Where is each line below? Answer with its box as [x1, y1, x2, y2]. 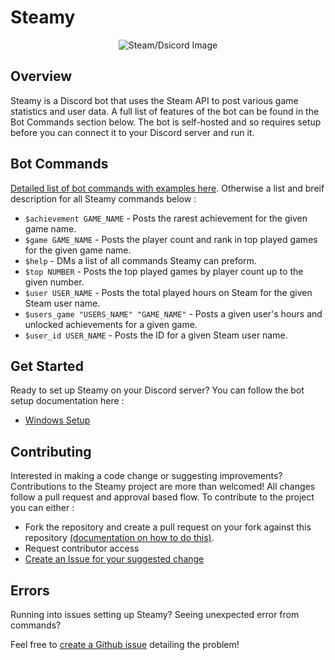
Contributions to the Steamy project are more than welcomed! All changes [10, 481, 316, 493]
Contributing [10, 443, 92, 460]
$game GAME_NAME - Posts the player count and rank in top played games [24, 233, 318, 245]
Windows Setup [24, 414, 91, 426]
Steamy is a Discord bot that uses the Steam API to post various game [10, 94, 299, 106]
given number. [24, 276, 85, 288]
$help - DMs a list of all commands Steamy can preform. [24, 254, 257, 266]
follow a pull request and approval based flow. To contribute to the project [10, 491, 315, 503]
